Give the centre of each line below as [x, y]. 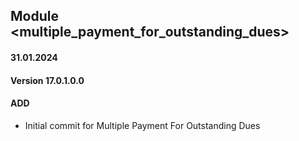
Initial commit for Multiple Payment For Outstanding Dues [142, 125]
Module [34, 16]
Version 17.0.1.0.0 [47, 80]
